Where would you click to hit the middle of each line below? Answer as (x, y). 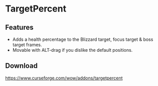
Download (21, 66)
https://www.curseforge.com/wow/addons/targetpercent (64, 78)
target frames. (27, 45)
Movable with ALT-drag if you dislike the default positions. (72, 50)
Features (19, 27)
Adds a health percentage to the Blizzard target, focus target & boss (83, 39)
